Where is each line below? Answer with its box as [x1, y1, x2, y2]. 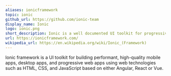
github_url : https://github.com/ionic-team [5, 17, 99, 22]
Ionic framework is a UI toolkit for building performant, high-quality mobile [5, 54, 161, 60]
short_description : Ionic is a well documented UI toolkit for [5, 31, 142, 36]
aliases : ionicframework [5, 7, 58, 13]
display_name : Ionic [5, 21, 49, 27]
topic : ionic [5, 12, 33, 17]
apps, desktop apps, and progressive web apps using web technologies [5, 59, 156, 66]
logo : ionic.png [5, 26, 40, 31]
